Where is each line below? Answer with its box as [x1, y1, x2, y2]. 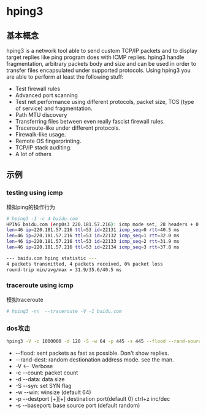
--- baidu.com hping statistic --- [6, 255, 97, 261]
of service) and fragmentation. [15, 105, 93, 112]
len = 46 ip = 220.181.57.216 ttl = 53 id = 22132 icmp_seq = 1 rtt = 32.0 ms [6, 232, 180, 239]
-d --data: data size [15, 375, 65, 382]
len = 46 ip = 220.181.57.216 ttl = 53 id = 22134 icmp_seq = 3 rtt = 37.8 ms [6, 244, 180, 250]
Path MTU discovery [15, 111, 67, 118]
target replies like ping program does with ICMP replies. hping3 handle [6, 53, 185, 61]
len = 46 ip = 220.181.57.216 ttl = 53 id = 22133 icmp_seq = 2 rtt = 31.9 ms [6, 239, 180, 245]
